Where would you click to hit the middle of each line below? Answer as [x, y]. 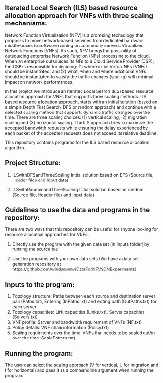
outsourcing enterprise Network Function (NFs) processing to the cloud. [78, 56]
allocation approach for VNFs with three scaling [79, 16]
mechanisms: [26, 23]
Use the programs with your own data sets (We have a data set [75, 259]
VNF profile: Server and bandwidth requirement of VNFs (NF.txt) [77, 322]
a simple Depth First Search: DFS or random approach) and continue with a [81, 107]
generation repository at [36, 264]
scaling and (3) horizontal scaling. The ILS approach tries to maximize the [79, 122]
